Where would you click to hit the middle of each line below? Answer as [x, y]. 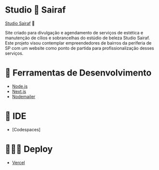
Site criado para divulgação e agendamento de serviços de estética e [74, 32]
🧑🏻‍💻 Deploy [29, 149]
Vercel [18, 162]
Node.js [20, 86]
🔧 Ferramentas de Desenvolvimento [78, 73]
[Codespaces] [26, 129]
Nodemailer [23, 96]
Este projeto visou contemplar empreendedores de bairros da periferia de [78, 43]
